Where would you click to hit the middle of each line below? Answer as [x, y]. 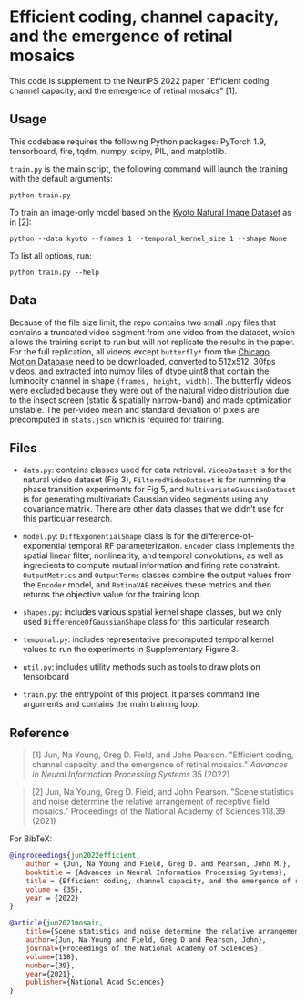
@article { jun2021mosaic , [56, 923]
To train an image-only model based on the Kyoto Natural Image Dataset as [150, 212]
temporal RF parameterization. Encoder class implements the [182, 546]
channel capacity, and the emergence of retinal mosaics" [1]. [123, 90]
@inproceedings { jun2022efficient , [75, 856]
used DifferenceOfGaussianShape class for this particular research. [147, 622]
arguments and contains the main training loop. [111, 704]
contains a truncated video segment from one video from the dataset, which [153, 332]
